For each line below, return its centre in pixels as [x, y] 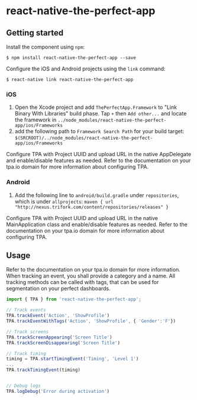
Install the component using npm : [45, 47]
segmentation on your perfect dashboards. [58, 289]
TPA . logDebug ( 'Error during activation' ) [58, 391]
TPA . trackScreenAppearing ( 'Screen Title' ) [59, 337]
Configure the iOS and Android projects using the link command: [86, 69]
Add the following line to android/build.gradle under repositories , [97, 195]
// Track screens [28, 332]
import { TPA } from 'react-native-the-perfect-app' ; [74, 299]
